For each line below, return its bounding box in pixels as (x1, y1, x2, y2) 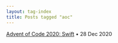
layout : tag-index (6, 8, 52, 15)
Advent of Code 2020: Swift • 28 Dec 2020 (6, 30, 113, 37)
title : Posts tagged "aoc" (6, 14, 73, 20)
